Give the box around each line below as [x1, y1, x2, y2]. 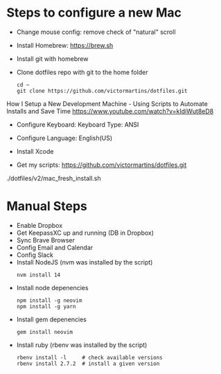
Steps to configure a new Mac [6, 5, 182, 21]
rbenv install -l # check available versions [16, 354, 163, 361]
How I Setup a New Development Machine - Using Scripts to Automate [6, 99, 209, 108]
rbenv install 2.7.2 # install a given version [16, 360, 160, 367]
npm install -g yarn [16, 303, 76, 310]
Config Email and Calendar [16, 243, 94, 251]
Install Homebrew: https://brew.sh [16, 41, 114, 49]
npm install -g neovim [16, 296, 82, 304]
